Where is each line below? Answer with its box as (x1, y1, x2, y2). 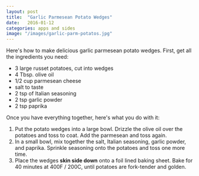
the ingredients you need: (6, 53, 69, 60)
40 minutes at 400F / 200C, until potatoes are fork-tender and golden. (14, 164, 187, 171)
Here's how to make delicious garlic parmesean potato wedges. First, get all (6, 47, 192, 54)
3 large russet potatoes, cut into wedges (14, 65, 114, 72)
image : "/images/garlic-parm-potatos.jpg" (6, 31, 113, 37)
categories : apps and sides (6, 25, 76, 31)
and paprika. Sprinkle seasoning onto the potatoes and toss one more (14, 145, 185, 152)
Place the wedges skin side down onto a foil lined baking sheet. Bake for (14, 157, 193, 164)
